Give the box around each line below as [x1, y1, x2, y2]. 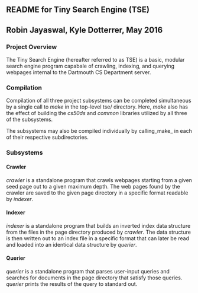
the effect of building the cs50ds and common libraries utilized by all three [6, 110, 187, 117]
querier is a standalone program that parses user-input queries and [6, 267, 170, 275]
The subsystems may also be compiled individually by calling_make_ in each [6, 128, 192, 135]
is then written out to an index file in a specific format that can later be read [6, 234, 190, 242]
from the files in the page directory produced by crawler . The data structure [6, 228, 191, 235]
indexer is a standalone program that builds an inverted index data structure [6, 222, 191, 229]
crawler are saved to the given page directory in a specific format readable [6, 189, 189, 196]
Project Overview [6, 43, 57, 51]
